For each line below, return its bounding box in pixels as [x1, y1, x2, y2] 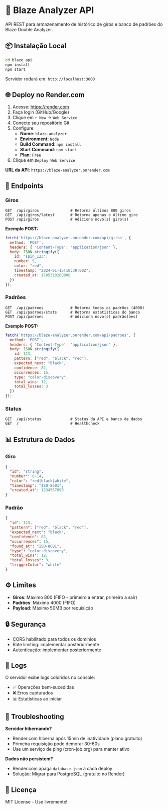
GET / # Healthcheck [5, 421, 100, 426]
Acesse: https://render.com [12, 104, 69, 110]
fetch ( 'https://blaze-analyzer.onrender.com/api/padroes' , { [5, 333, 136, 338]
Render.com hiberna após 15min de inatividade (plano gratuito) [12, 736, 142, 742]
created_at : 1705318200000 [14, 272, 71, 278]
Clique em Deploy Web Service [12, 157, 75, 163]
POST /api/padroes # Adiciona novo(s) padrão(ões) [5, 314, 138, 319]
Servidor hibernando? [5, 726, 52, 732]
